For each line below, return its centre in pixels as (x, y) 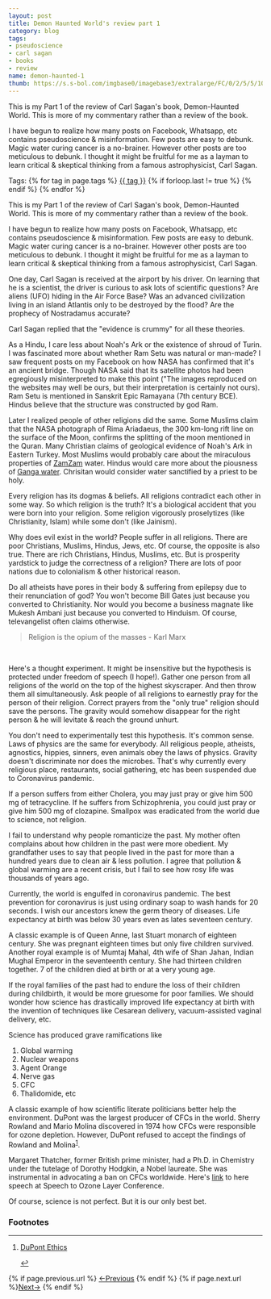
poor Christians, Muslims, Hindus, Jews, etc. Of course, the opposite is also (134, 545)
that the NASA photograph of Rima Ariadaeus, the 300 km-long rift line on (131, 428)
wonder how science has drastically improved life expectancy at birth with (132, 1002)
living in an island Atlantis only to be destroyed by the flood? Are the (121, 304)
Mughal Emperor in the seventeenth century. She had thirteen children (125, 960)
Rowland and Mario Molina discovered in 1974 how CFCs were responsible (132, 1126)
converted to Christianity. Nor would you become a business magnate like (131, 604)
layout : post (30, 16)
